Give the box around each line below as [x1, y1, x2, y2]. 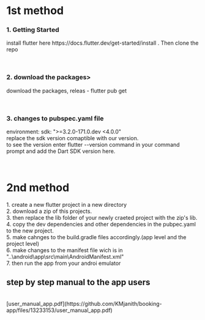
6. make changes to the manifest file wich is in [6, 247, 124, 254]
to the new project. [6, 227, 54, 234]
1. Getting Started [6, 26, 59, 34]
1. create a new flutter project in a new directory [6, 201, 127, 209]
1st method [6, 4, 64, 18]
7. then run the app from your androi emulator [6, 259, 121, 267]
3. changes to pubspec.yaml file [6, 114, 104, 122]
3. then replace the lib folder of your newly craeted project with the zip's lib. [6, 214, 198, 221]
